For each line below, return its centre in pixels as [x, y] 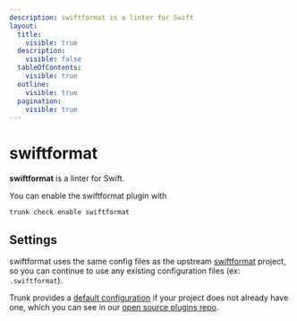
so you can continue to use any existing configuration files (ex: [125, 271]
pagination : [40, 101]
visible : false [54, 59]
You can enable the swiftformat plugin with [88, 196]
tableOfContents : [50, 68]
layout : [24, 26]
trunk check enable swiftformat [69, 213]
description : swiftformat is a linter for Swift [102, 17]
